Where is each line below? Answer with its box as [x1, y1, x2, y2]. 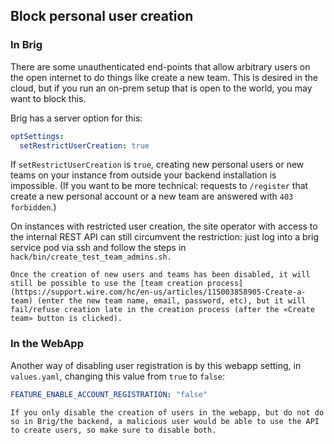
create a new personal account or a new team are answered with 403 [10, 190, 294, 203]
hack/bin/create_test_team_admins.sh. [10, 252, 172, 263]
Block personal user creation [10, 8, 194, 25]
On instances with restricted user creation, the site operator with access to [10, 220, 318, 233]
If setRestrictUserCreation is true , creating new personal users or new [10, 159, 305, 171]
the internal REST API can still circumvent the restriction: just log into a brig [10, 231, 319, 243]
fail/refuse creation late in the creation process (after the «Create [10, 305, 315, 315]
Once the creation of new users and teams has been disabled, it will [10, 270, 311, 280]
